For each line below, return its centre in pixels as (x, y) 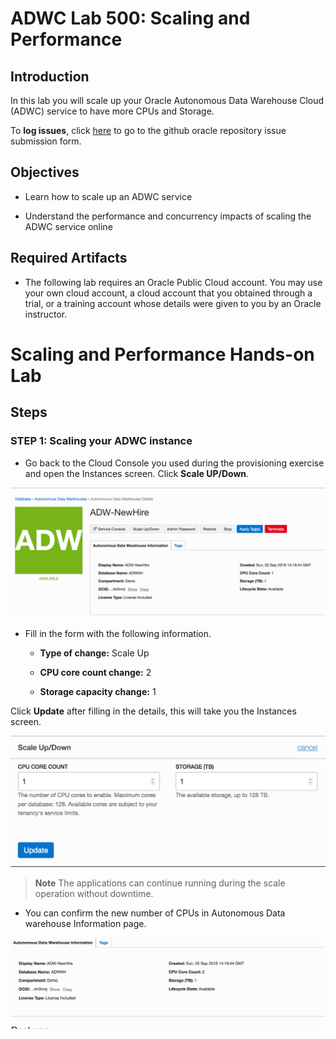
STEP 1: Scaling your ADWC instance (101, 441)
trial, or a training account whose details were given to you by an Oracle (173, 303)
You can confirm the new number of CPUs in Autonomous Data (155, 913)
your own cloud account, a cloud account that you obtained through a (168, 293)
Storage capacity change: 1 (98, 692)
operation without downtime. (94, 894)
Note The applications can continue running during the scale (160, 883)
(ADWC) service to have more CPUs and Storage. (112, 111)
